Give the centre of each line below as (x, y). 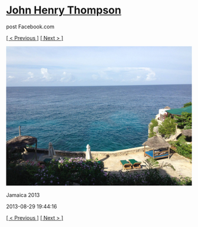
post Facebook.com (30, 27)
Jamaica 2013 (23, 195)
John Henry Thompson (64, 10)
